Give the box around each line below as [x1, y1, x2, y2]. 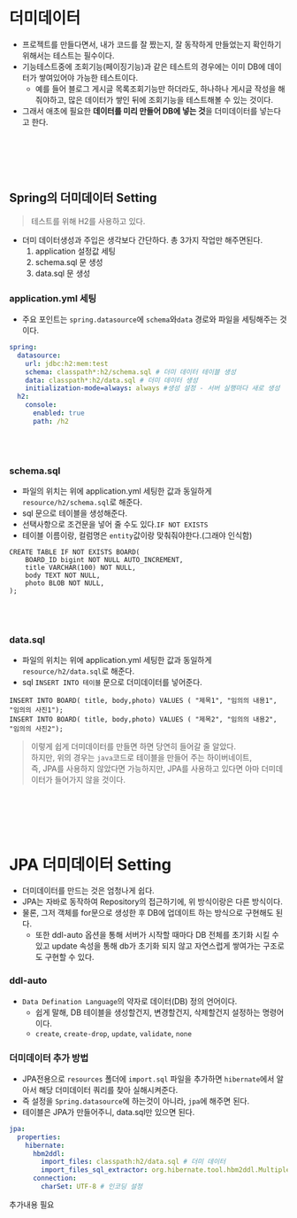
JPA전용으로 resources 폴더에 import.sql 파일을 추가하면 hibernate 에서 [21, 1074, 275, 1084]
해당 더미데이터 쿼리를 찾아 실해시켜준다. [38, 1084, 179, 1095]
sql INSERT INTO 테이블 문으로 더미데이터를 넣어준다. [21, 677, 203, 688]
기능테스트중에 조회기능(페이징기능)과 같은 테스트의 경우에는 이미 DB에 [21, 61, 266, 72]
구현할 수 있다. [44, 952, 95, 963]
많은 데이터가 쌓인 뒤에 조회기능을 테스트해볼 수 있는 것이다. [68, 94, 274, 105]
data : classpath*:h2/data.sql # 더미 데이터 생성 [25, 376, 199, 385]
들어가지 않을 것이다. [54, 775, 126, 785]
